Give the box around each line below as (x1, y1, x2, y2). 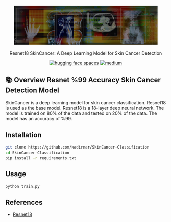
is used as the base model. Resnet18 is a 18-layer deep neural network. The (5, 105, 164, 111)
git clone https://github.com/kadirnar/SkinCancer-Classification (5, 145, 150, 150)
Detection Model (5, 86, 60, 94)
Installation (5, 131, 42, 139)
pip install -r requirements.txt (5, 155, 77, 161)
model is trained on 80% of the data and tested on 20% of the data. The (5, 110, 157, 116)
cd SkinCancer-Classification (5, 150, 70, 155)
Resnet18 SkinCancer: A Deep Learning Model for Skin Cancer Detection (9, 50, 162, 56)
